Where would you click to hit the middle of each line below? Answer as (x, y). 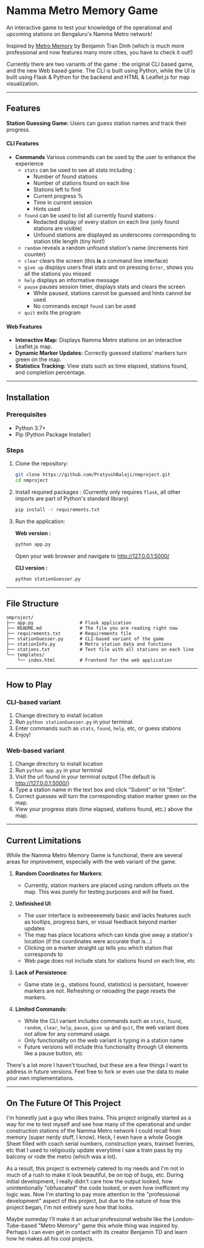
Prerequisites (26, 415)
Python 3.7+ (30, 428)
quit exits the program (52, 312)
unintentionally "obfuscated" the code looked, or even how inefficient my (98, 1188)
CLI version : (31, 568)
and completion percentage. (50, 373)
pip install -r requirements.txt (57, 510)
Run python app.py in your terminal (59, 770)
